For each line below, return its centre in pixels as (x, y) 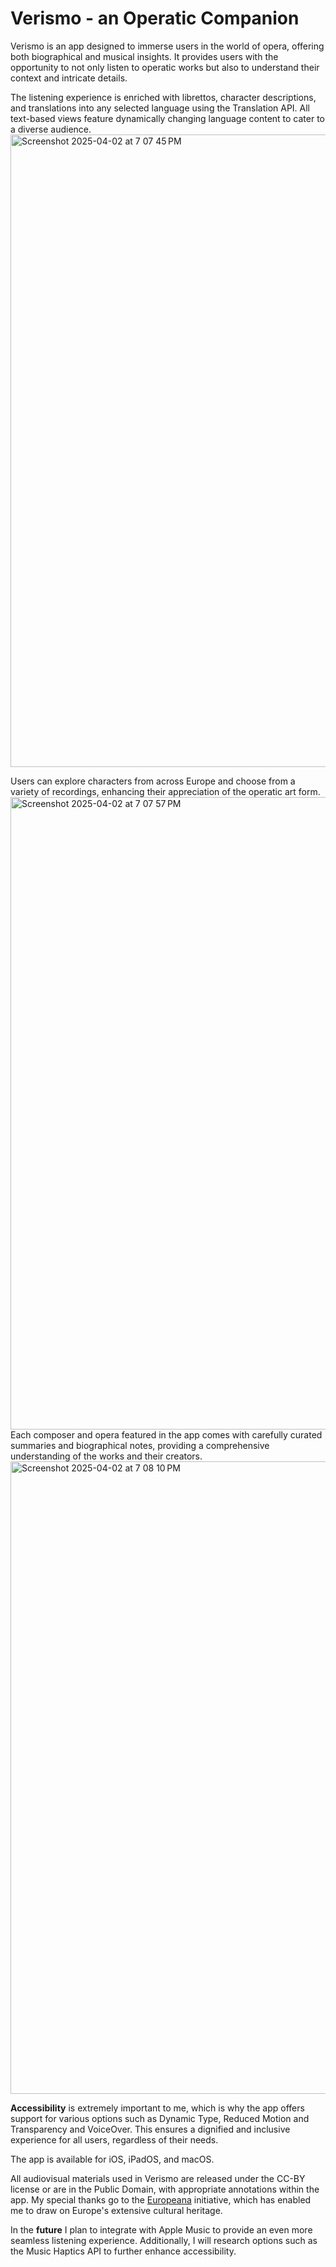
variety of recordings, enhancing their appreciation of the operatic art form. (165, 791)
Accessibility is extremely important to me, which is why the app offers (157, 2108)
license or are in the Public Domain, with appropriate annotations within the (165, 2189)
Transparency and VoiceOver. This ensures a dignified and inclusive (150, 2129)
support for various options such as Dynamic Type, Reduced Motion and (160, 2118)
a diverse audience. (51, 129)
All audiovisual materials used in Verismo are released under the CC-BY (158, 2178)
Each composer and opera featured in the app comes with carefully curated (166, 1434)
